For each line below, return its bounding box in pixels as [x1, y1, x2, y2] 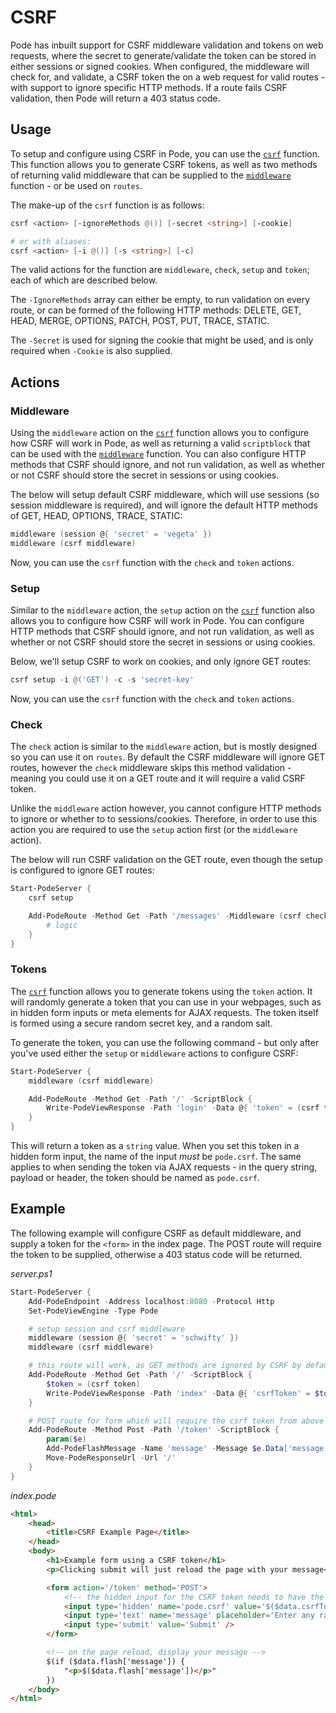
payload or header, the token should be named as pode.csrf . [10, 1172, 260, 1184]
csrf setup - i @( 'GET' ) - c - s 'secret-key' [10, 675, 195, 685]
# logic [46, 920, 78, 930]
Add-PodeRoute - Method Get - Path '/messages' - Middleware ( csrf [28, 911, 302, 921]
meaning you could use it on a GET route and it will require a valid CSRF [10, 772, 306, 785]
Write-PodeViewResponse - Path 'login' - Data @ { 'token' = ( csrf [46, 1103, 320, 1113]
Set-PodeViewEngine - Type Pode [28, 1306, 159, 1316]
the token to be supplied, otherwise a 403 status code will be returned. [10, 1248, 303, 1260]
